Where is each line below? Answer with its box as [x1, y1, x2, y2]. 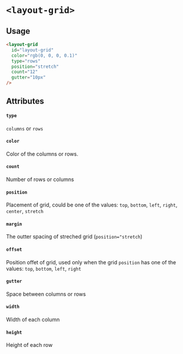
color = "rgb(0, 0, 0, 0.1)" [11, 53, 78, 58]
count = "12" [11, 69, 38, 75]
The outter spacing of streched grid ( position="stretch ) [6, 233, 143, 240]
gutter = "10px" [11, 74, 46, 81]
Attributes [6, 96, 44, 106]
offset [6, 247, 22, 253]
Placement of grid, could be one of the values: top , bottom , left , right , [6, 201, 178, 208]
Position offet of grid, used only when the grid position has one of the [6, 258, 177, 265]
